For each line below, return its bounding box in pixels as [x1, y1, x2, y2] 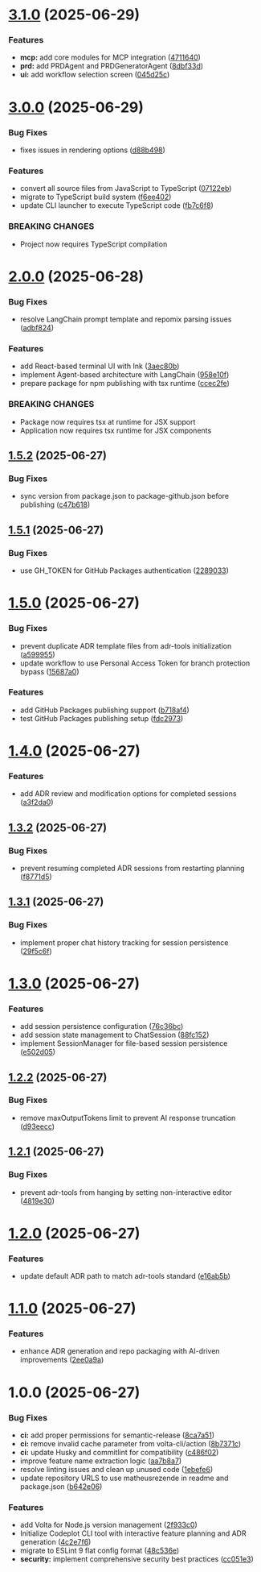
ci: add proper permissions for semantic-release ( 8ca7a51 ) [19, 1430, 215, 1440]
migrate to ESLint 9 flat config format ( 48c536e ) [19, 1545, 180, 1556]
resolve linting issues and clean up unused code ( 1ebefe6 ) [19, 1464, 214, 1474]
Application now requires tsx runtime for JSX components [19, 425, 212, 435]
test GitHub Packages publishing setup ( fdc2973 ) [19, 713, 184, 723]
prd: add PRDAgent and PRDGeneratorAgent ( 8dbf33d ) [19, 61, 203, 71]
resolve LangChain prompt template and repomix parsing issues [19, 314, 232, 324]
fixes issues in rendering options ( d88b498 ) [19, 145, 166, 155]
